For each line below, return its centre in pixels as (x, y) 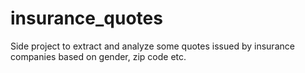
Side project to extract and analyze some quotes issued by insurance (152, 46)
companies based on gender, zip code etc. (98, 56)
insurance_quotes (86, 18)
